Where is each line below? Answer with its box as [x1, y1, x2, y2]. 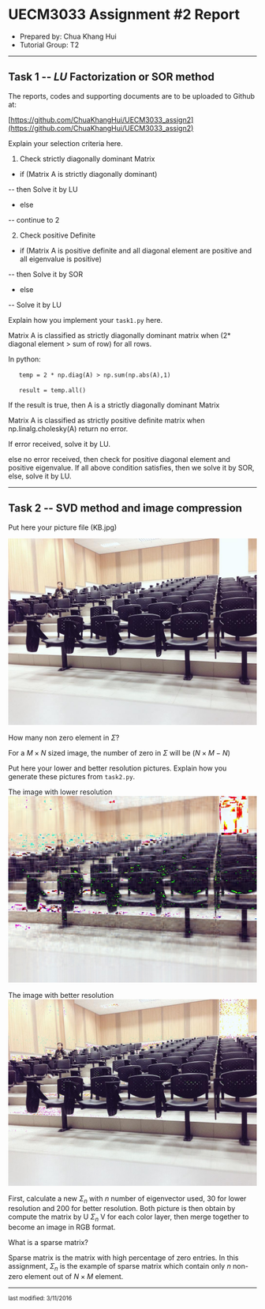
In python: [8, 354, 41, 364]
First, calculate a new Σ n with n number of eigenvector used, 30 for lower [8, 1194, 247, 1205]
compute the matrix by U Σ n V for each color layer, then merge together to [8, 1212, 250, 1224]
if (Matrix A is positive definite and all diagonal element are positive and [19, 246, 252, 255]
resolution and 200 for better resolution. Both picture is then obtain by [8, 1204, 236, 1213]
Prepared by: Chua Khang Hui [19, 32, 117, 41]
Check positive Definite [19, 231, 96, 240]
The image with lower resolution [8, 787, 113, 797]
